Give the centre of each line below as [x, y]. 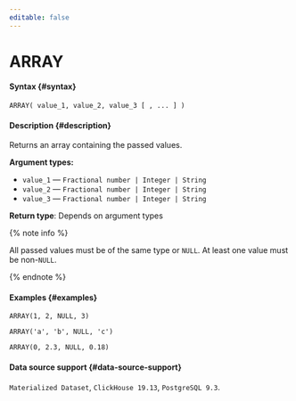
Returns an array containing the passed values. [96, 145]
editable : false [39, 17]
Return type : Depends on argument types [86, 216]
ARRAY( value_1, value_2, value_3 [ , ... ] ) [97, 106]
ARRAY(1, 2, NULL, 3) [49, 316]
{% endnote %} [38, 277]
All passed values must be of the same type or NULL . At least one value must [149, 250]
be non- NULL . [33, 260]
